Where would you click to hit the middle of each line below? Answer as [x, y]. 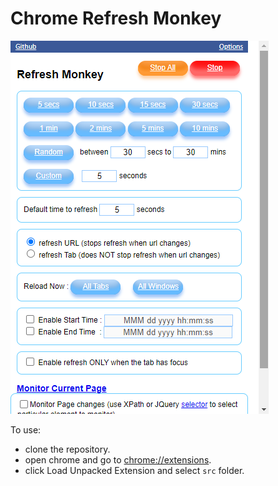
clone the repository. [67, 449]
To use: [26, 429]
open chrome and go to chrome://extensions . [118, 459]
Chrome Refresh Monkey [116, 18]
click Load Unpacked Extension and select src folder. [134, 470]
